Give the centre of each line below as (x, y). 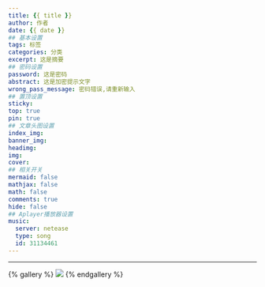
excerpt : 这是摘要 (36, 60)
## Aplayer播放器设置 (41, 214)
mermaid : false (33, 177)
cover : (19, 163)
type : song (33, 236)
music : (19, 221)
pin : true (24, 119)
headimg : (22, 148)
